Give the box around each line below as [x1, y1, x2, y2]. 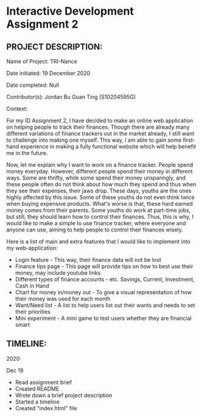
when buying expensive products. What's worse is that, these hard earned [6, 200, 193, 207]
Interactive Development [6, 4, 134, 18]
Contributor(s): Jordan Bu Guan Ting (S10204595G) [6, 93, 136, 100]
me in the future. [6, 150, 48, 156]
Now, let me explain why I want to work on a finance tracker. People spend [6, 161, 193, 169]
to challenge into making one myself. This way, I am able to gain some [6, 136, 182, 143]
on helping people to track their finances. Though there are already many [6, 123, 190, 131]
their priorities [15, 308, 50, 315]
